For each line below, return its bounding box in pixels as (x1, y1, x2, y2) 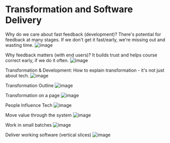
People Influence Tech (5, 102, 53, 108)
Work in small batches (5, 122, 52, 128)
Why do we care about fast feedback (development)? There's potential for (5, 31, 161, 37)
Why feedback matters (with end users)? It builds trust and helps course (5, 52, 157, 58)
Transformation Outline (5, 82, 54, 89)
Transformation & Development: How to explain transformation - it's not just (5, 67, 164, 73)
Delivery (5, 14, 42, 26)
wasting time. (5, 42, 34, 48)
